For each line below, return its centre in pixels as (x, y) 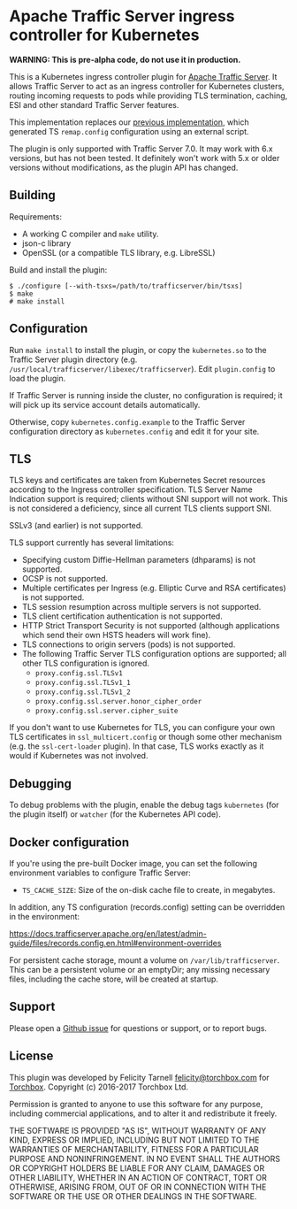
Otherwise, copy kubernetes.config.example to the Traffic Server (127, 421)
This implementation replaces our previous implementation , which (129, 122)
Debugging (41, 784)
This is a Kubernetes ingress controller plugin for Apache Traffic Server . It (143, 76)
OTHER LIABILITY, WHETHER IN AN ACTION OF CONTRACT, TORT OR (138, 1177)
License (31, 1056)
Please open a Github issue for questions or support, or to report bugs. (138, 1028)
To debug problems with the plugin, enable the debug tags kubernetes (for (145, 805)
